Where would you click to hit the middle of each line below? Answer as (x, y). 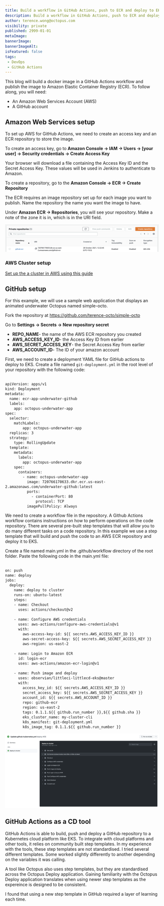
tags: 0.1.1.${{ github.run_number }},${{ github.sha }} (82, 712)
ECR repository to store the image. (40, 139)
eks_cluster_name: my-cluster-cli (58, 717)
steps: (20, 600)
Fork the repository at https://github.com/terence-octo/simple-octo (73, 315)
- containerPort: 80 (52, 497)
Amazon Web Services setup (50, 122)
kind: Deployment (23, 389)
